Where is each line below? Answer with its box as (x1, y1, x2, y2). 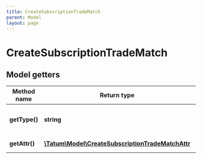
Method (12, 88, 35, 96)
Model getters (6, 70, 60, 80)
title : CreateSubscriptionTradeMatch (6, 8, 101, 15)
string (44, 115, 62, 124)
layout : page (6, 20, 39, 26)
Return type (99, 91, 135, 100)
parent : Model (6, 14, 42, 20)
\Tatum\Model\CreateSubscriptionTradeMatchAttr (44, 139, 191, 148)
